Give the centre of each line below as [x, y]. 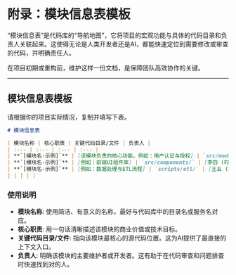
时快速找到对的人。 [45, 264]
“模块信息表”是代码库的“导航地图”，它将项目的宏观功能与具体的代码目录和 [114, 35]
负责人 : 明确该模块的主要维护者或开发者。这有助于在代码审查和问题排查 [121, 256]
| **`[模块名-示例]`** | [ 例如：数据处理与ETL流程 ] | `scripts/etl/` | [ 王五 [115, 170]
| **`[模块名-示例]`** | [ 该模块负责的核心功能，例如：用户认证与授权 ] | [104, 156]
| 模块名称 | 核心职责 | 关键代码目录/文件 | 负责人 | [79, 143]
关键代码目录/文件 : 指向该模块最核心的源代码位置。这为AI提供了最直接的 [122, 238]
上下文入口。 [36, 247]
